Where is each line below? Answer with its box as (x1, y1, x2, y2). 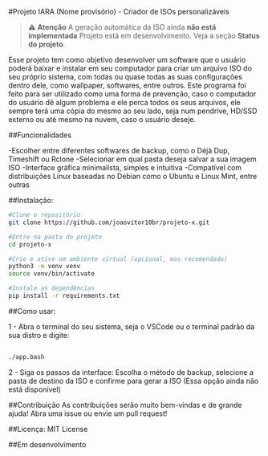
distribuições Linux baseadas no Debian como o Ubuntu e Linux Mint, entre (8, 172, 258, 181)
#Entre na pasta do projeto (8, 233, 103, 241)
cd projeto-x (8, 240, 52, 248)
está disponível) (8, 385, 62, 394)
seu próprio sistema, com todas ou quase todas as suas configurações (8, 72, 243, 81)
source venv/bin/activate (8, 270, 95, 278)
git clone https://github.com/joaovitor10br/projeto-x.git (8, 218, 210, 226)
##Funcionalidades (8, 130, 72, 140)
